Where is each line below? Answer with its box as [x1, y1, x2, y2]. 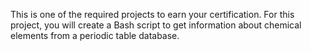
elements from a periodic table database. [10, 30, 180, 41]
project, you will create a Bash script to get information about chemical [10, 19, 302, 31]
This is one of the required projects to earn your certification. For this [10, 9, 295, 20]
